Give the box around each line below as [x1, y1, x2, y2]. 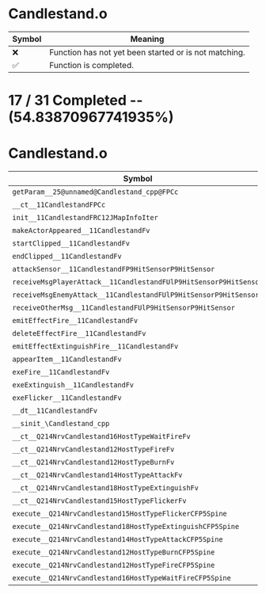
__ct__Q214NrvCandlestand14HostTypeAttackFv [12, 470, 183, 480]
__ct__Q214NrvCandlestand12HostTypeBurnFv [12, 458, 175, 467]
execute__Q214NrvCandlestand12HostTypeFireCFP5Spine [12, 561, 215, 570]
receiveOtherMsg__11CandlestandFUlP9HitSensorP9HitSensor [12, 303, 236, 313]
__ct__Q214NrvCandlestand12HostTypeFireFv [12, 445, 175, 454]
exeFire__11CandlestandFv [12, 367, 110, 377]
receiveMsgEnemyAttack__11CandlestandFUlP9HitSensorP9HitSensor [12, 291, 260, 299]
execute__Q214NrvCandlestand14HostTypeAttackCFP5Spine [12, 535, 223, 544]
